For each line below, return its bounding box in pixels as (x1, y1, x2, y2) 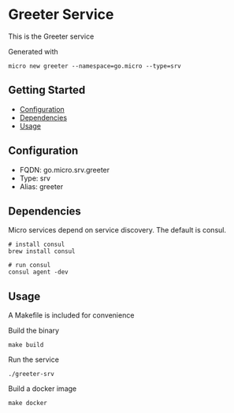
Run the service (8, 355, 59, 364)
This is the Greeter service (8, 32, 95, 41)
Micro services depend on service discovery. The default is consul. (8, 225, 227, 235)
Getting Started (8, 84, 86, 97)
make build (8, 341, 44, 349)
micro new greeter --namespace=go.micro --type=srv (8, 61, 181, 70)
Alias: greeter (19, 181, 64, 191)
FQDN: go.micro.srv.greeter (19, 165, 110, 174)
